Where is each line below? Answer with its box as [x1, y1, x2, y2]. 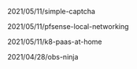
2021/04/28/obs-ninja [7, 53, 79, 61]
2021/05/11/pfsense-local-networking [7, 22, 129, 31]
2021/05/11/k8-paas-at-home [7, 37, 103, 46]
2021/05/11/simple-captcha [7, 7, 96, 16]
